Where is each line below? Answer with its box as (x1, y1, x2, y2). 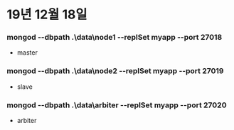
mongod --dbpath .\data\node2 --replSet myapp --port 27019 (6, 66, 224, 76)
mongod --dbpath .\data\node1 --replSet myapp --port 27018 (6, 33, 223, 43)
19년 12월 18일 (6, 6, 87, 23)
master (16, 48, 38, 57)
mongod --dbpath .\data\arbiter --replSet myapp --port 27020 (6, 100, 227, 110)
